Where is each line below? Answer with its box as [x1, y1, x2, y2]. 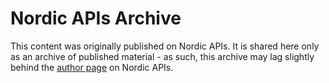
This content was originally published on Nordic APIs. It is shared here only [10, 40, 320, 52]
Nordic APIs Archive [10, 7, 182, 30]
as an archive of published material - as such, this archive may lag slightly [10, 50, 315, 62]
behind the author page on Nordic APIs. [10, 61, 174, 73]
